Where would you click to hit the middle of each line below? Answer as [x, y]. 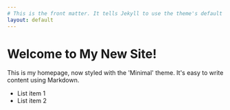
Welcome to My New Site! [82, 54]
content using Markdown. [43, 80]
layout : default [30, 20]
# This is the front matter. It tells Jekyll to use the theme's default [115, 13]
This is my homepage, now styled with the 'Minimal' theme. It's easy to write [115, 73]
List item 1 [31, 93]
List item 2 [32, 101]
